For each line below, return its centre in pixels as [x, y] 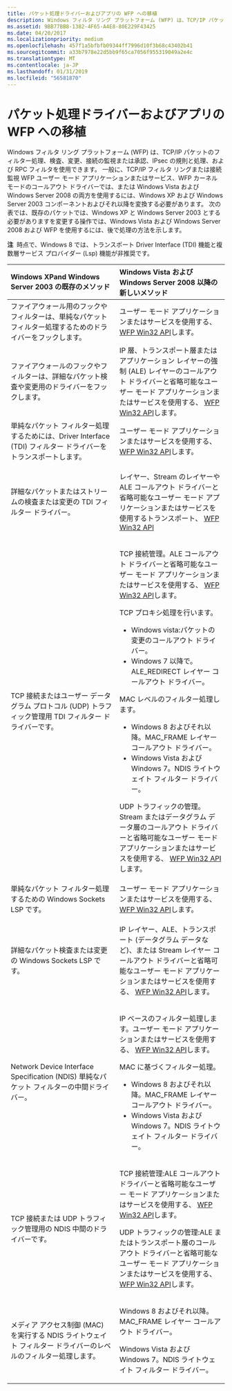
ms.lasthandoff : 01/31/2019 [48, 71]
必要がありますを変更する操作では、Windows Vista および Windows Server [114, 222]
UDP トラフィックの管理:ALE [166, 1232]
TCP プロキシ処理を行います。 [168, 613]
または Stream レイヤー [174, 951]
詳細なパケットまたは [46, 492]
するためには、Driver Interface [60, 436]
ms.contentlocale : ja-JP [43, 65]
